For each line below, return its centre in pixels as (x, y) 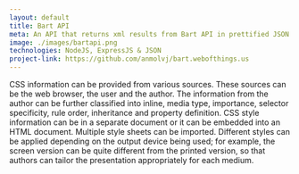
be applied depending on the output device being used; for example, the (142, 141)
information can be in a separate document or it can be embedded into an (145, 122)
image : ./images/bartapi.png (63, 42)
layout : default (39, 17)
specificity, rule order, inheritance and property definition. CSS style (134, 113)
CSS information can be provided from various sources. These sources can (148, 84)
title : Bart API (39, 26)
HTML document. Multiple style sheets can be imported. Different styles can (149, 132)
